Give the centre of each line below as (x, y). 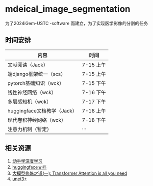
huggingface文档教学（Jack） (42, 110)
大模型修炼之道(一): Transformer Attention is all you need (70, 173)
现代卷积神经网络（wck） (37, 120)
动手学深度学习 (27, 161)
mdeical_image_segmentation (68, 9)
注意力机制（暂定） (30, 129)
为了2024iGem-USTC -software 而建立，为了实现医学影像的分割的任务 (76, 23)
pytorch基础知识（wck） (36, 83)
